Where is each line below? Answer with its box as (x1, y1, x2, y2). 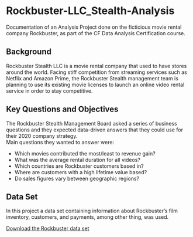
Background (6, 47, 51, 57)
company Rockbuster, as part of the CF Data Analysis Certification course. (6, 29, 186, 36)
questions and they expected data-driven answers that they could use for (6, 126, 183, 133)
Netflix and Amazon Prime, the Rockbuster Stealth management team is (6, 75, 178, 82)
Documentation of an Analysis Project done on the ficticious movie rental (6, 23, 182, 31)
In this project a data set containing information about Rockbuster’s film (6, 207, 178, 215)
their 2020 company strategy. (6, 132, 78, 139)
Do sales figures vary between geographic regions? (14, 175, 139, 182)
